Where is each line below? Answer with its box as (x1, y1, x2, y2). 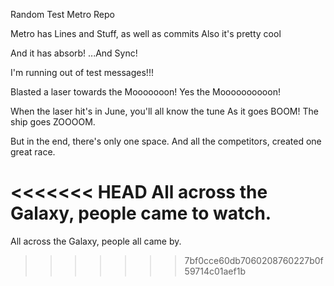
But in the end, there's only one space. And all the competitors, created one (10, 135, 322, 147)
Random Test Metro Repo (10, 9, 115, 20)
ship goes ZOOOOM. (10, 116, 96, 128)
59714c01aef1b (184, 265, 246, 277)
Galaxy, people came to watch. (10, 202, 272, 225)
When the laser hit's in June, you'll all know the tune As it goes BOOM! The (10, 105, 319, 117)
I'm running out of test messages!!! (10, 67, 154, 78)
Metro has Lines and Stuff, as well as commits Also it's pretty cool (10, 28, 282, 39)
